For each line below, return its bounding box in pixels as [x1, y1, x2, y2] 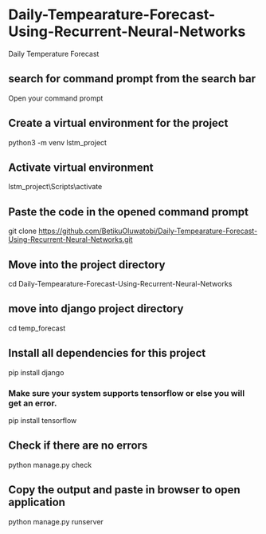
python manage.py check [8, 460, 92, 469]
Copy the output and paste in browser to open [8, 483, 241, 496]
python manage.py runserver [8, 516, 104, 526]
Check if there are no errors [8, 439, 148, 453]
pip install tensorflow [8, 415, 77, 425]
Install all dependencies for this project [8, 346, 206, 360]
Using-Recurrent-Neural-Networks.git [8, 235, 133, 244]
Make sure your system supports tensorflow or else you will [8, 387, 245, 398]
